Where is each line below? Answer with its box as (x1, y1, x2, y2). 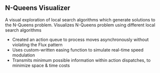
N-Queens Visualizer (5, 4, 70, 12)
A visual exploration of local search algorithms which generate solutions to (5, 17, 156, 22)
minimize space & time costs (12, 62, 70, 68)
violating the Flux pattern (12, 41, 63, 48)
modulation (12, 52, 35, 58)
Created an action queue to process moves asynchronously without (12, 36, 149, 42)
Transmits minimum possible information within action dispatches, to (12, 57, 151, 63)
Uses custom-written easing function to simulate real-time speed (12, 47, 144, 53)
